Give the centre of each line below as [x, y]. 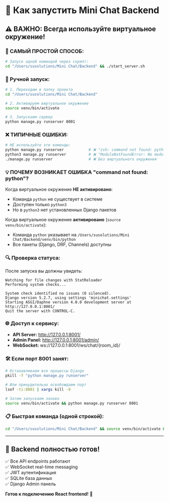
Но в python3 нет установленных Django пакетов [64, 210]
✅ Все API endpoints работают [38, 461]
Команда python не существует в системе [58, 199]
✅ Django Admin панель [31, 484]
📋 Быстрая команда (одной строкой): [55, 416]
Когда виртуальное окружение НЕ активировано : [59, 190]
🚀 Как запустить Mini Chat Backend [82, 10]
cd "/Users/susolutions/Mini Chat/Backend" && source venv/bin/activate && [86, 429]
